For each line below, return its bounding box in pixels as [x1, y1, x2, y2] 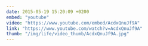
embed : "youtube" [6, 14, 50, 20]
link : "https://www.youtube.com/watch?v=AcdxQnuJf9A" [6, 25, 143, 32]
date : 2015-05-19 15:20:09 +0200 [6, 8, 90, 15]
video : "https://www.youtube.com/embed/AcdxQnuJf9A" [6, 20, 140, 26]
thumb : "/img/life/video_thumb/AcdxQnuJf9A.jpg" [6, 31, 129, 37]
